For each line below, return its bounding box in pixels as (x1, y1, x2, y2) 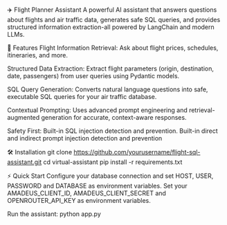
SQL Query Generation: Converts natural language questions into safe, (7, 85, 208, 93)
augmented (7, 114, 40, 121)
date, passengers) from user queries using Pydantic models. (7, 72, 180, 80)
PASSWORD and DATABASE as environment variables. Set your (7, 182, 188, 190)
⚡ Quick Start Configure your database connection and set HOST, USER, (7, 172, 214, 180)
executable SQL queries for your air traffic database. (7, 93, 157, 100)
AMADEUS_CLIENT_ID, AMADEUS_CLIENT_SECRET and (7, 189, 166, 197)
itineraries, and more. (7, 51, 68, 59)
